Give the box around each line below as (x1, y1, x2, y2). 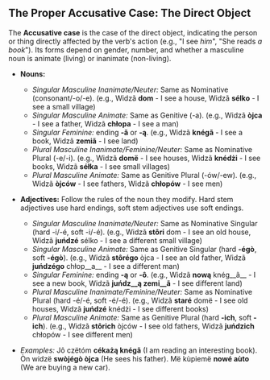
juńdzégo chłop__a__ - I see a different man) (31, 261, 180, 271)
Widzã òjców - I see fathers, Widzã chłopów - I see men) (31, 179, 223, 188)
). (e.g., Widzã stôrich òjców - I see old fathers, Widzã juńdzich (43, 321, 255, 331)
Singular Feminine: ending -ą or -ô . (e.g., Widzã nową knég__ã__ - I (31, 270, 256, 279)
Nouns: (19, 68, 46, 79)
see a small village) (31, 101, 96, 111)
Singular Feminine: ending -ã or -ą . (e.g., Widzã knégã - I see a (31, 127, 243, 137)
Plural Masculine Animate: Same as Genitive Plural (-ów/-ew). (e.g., (31, 170, 257, 180)
